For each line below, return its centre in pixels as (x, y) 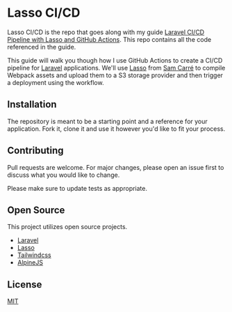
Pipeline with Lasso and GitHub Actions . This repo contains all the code (109, 39)
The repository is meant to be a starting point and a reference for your (108, 121)
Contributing (35, 151)
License (25, 284)
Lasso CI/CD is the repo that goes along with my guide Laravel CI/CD (106, 32)
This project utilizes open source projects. (67, 227)
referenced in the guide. (42, 47)
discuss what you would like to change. (64, 175)
